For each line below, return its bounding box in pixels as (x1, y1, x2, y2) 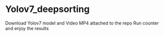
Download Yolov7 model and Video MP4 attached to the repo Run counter (5, 20, 159, 26)
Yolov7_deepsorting (5, 3, 90, 15)
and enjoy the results (5, 25, 49, 31)
